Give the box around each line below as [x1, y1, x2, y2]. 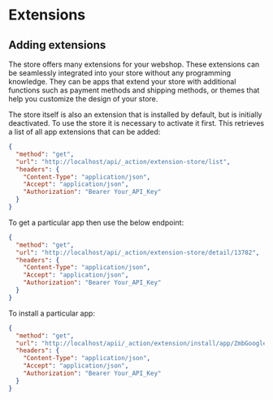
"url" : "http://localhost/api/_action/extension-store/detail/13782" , [15, 248, 260, 256]
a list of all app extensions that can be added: [8, 127, 161, 136]
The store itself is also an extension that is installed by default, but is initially [8, 110, 262, 119]
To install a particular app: [8, 308, 96, 318]
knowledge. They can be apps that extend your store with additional [8, 77, 236, 86]
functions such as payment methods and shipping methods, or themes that [8, 85, 260, 95]
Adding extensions [8, 38, 106, 52]
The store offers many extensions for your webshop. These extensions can [8, 59, 260, 69]
